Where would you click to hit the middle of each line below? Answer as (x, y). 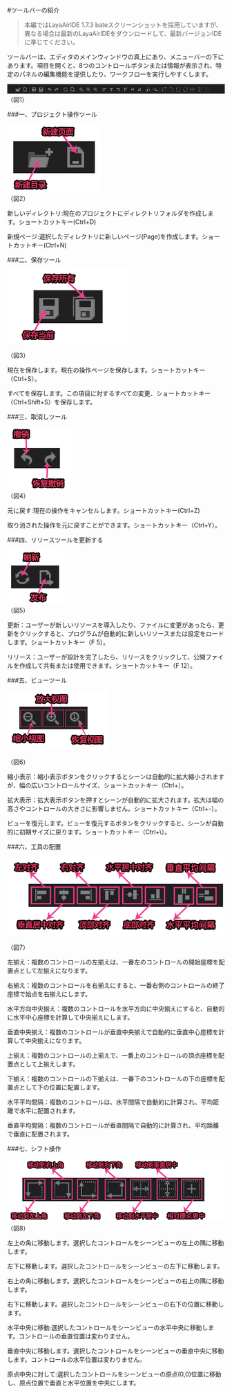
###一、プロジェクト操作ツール (52, 114)
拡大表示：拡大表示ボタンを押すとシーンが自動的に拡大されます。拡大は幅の (116, 800)
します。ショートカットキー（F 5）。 (58, 642)
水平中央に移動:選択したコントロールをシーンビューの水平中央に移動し (108, 1328)
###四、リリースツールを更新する (55, 540)
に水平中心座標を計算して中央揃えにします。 (70, 1018)
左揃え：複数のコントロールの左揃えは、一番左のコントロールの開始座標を (113, 962)
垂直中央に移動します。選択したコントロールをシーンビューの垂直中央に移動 (116, 1351)
